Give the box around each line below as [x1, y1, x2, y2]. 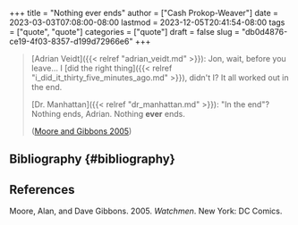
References [9, 182, 75, 197]
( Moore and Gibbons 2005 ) [30, 126, 132, 137]
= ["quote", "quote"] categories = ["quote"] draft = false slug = [9, 27, 240, 37]
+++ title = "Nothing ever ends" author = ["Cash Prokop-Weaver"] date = [9, 8, 279, 18]
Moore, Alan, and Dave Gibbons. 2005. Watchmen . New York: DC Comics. [9, 205, 283, 217]
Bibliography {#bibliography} [9, 152, 176, 167]
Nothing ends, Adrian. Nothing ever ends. [30, 109, 185, 119]
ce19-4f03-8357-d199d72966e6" [9, 36, 133, 46]
